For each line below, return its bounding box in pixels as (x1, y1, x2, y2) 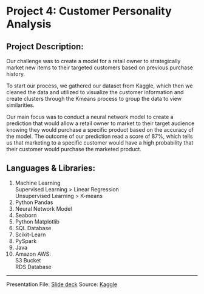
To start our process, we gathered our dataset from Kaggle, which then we (6, 82, 193, 89)
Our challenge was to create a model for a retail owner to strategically (6, 58, 181, 64)
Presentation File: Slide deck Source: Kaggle (6, 281, 117, 288)
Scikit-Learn (15, 231, 46, 238)
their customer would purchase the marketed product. (6, 146, 141, 152)
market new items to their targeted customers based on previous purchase (6, 64, 193, 71)
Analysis (6, 17, 52, 31)
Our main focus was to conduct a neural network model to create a (6, 114, 174, 120)
